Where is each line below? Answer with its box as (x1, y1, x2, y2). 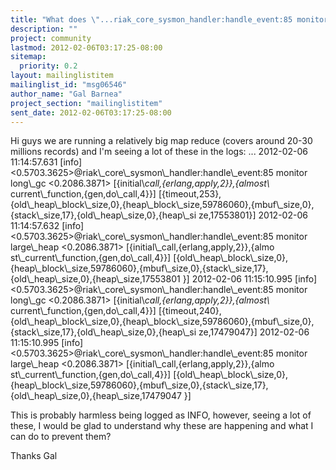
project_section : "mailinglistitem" (10, 98, 163, 108)
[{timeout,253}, (158, 188, 222, 200)
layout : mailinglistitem (10, 71, 114, 81)
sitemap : (10, 52, 47, 62)
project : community (10, 33, 92, 43)
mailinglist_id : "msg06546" (10, 80, 128, 90)
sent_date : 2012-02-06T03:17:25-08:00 (10, 107, 172, 118)
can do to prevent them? (10, 431, 112, 443)
